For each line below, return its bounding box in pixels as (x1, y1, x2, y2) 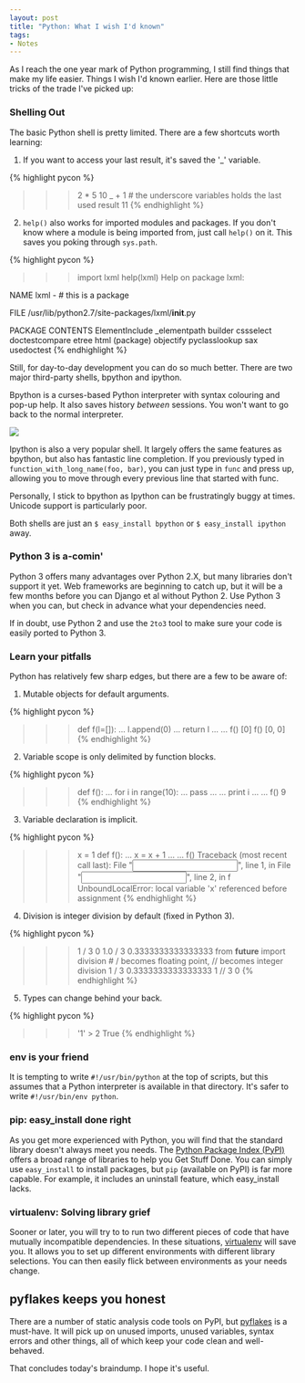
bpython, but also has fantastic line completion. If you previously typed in (9, 453, 285, 464)
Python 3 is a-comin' (9, 550, 104, 562)
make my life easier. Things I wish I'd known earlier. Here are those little (9, 74, 279, 85)
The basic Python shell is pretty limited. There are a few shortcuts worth (9, 127, 280, 138)
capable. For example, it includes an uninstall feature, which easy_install (9, 1173, 280, 1184)
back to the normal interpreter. (9, 408, 125, 420)
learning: (9, 136, 43, 147)
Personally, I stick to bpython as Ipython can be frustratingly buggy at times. (9, 490, 296, 501)
